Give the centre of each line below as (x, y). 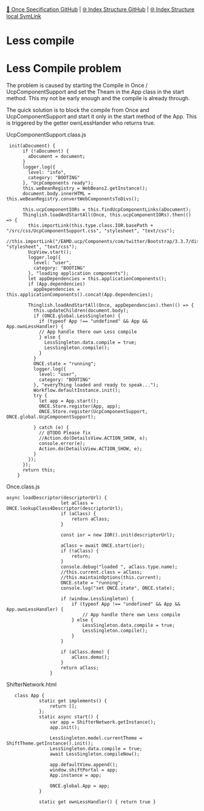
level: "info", (47, 173)
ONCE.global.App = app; (80, 786)
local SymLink (24, 16)
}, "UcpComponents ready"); (58, 183)
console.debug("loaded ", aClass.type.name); (119, 567)
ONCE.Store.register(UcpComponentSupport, (93, 412)
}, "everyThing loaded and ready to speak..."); (96, 385)
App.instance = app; (76, 775)
